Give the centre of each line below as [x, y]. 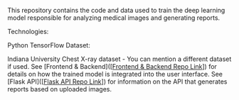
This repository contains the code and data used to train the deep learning [116, 10]
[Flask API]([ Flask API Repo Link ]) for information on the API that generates [117, 82]
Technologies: [28, 32]
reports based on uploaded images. [60, 89]
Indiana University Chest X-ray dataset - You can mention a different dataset [119, 59]
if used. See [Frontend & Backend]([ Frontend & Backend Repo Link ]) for [112, 66]
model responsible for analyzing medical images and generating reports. [114, 18]
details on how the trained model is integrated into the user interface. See [115, 74]
